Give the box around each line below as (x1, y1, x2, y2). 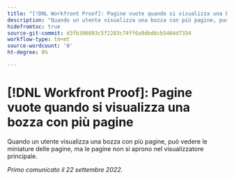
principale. (7, 152, 38, 160)
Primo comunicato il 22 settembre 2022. (7, 165, 123, 173)
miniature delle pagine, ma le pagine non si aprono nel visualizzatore (7, 144, 204, 153)
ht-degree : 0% (7, 49, 49, 56)
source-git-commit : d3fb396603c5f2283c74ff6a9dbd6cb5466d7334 (7, 29, 192, 37)
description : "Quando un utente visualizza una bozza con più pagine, (7, 17, 217, 24)
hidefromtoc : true (7, 23, 61, 30)
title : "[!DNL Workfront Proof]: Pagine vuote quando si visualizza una (7, 10, 223, 17)
